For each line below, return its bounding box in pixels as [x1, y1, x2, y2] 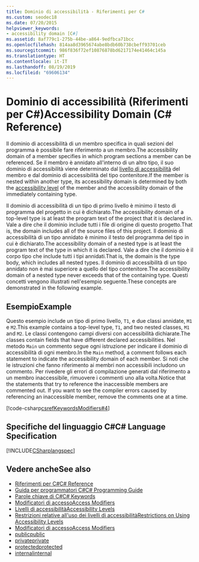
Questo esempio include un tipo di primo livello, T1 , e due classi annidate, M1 [6, 318, 192, 324]
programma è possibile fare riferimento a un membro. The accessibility [6, 146, 178, 153]
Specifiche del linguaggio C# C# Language [6, 422, 166, 432]
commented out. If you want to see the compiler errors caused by [6, 387, 167, 394]
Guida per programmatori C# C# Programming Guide [14, 486, 143, 494]
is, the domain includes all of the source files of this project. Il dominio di [6, 227, 184, 235]
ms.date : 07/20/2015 [6, 20, 58, 26]
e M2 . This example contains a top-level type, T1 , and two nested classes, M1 [6, 324, 190, 331]
